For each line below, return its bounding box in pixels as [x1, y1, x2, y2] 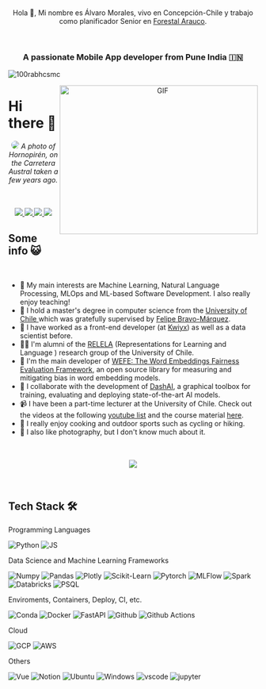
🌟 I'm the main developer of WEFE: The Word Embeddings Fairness [19, 356, 240, 366]
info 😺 [8, 244, 42, 257]
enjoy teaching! [19, 298, 70, 307]
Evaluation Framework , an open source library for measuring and [19, 365, 232, 375]
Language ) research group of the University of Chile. [19, 348, 195, 357]
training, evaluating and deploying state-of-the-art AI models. [19, 390, 221, 400]
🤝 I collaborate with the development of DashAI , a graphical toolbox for [19, 382, 251, 391]
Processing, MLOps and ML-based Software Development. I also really [19, 289, 251, 298]
